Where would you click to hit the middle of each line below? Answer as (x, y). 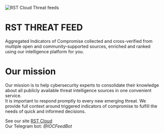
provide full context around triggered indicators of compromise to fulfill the (81, 106)
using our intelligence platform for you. (44, 51)
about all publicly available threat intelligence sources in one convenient (78, 90)
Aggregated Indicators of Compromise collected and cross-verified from (79, 41)
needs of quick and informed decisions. (45, 111)
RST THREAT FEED (44, 28)
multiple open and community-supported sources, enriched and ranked (78, 46)
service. (13, 96)
